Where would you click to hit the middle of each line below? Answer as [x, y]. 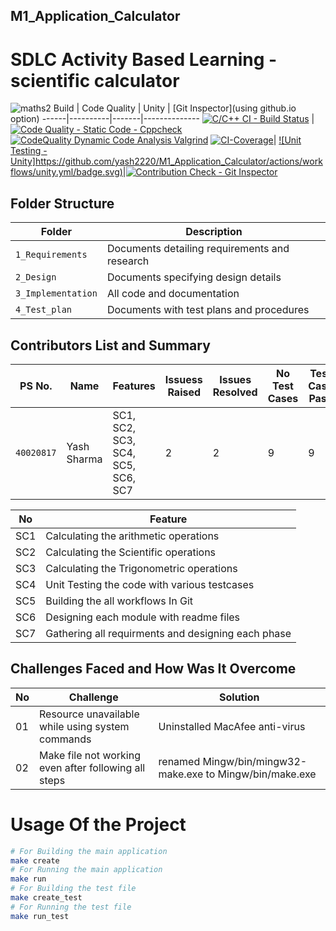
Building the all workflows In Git [119, 601]
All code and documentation [173, 294]
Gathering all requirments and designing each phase [168, 633]
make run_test [40, 916]
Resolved [235, 392]
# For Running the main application [86, 870]
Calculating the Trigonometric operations [141, 568]
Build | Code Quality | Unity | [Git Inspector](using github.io [175, 108]
